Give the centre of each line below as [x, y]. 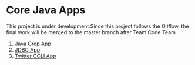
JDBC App [27, 49]
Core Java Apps [46, 10]
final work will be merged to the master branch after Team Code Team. [92, 32]
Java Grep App [33, 44]
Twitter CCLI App [36, 56]
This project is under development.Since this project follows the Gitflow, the [97, 26]
